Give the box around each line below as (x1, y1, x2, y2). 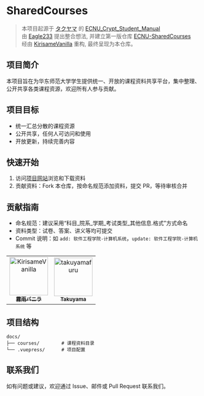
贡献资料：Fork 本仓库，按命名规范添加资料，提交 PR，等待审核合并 (15, 182, 187, 190)
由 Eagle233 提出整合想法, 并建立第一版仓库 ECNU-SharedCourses (21, 32, 191, 40)
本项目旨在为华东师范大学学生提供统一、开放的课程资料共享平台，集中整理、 (6, 77, 200, 85)
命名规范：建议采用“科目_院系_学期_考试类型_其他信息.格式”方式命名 (15, 219, 188, 227)
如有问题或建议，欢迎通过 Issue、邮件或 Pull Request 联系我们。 (6, 382, 169, 390)
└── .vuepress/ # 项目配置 (6, 347, 86, 353)
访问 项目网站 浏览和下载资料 (15, 174, 86, 182)
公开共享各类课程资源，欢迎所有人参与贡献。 (6, 85, 120, 92)
